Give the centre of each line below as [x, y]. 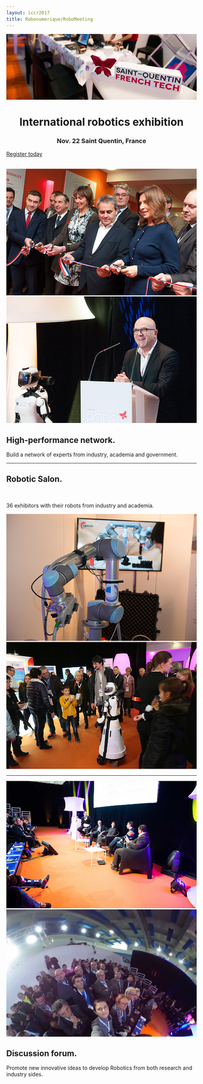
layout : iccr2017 [28, 13]
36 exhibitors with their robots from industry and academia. [80, 505]
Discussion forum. [42, 1053]
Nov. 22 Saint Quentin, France [101, 141]
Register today [24, 154]
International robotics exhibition [101, 122]
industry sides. [25, 1074]
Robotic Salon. [34, 479]
